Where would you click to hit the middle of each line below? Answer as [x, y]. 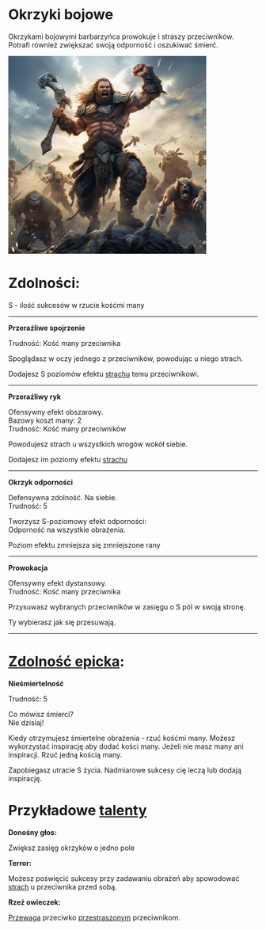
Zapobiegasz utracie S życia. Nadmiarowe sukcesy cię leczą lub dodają [125, 770]
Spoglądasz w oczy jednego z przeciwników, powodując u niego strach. [126, 359]
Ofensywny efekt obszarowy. [56, 412]
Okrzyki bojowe [61, 15]
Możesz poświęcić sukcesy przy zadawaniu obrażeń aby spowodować [124, 878]
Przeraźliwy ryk [35, 397]
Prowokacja [28, 567]
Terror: [20, 863]
